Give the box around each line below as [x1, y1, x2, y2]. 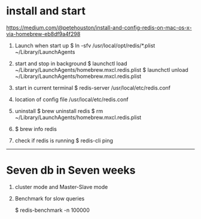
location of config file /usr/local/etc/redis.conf [14, 96, 129, 103]
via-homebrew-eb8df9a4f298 [6, 30, 81, 37]
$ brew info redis [14, 125, 57, 132]
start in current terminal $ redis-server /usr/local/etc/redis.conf [14, 84, 171, 91]
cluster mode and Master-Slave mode [14, 183, 108, 190]
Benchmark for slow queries [14, 194, 85, 202]
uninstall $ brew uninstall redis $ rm [14, 107, 103, 114]
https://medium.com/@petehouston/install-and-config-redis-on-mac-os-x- [6, 24, 193, 31]
